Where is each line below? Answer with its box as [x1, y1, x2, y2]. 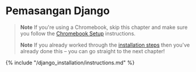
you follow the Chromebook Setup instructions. [20, 30, 136, 37]
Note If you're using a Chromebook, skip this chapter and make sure [20, 24, 188, 31]
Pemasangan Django [5, 4, 110, 18]
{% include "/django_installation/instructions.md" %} [5, 59, 135, 66]
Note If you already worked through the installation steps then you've [20, 41, 190, 48]
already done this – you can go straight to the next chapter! [20, 47, 165, 54]
